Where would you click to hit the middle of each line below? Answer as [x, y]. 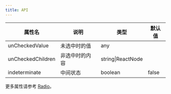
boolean [111, 72]
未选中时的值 [76, 45]
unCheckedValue [28, 45]
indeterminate [24, 72]
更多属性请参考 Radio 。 [30, 86]
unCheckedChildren [32, 59]
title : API [17, 10]
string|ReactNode [122, 59]
